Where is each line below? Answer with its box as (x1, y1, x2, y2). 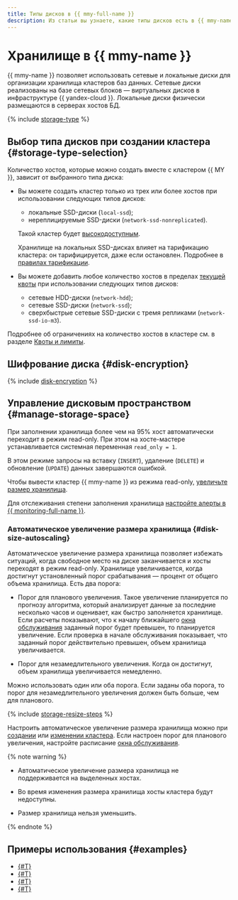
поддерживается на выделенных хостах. (17, 774, 142, 782)
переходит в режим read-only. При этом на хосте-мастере (7, 435, 186, 443)
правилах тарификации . (17, 259, 90, 267)
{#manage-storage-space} (7, 408, 130, 421)
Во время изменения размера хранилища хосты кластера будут (17, 788, 214, 796)
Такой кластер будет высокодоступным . (17, 229, 140, 238)
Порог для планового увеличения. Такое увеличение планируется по (17, 593, 229, 602)
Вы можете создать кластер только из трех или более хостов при (17, 187, 217, 195)
